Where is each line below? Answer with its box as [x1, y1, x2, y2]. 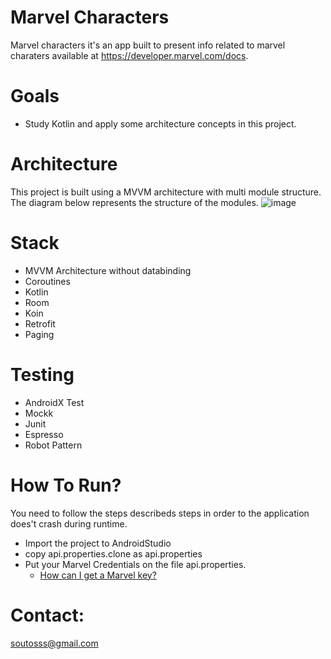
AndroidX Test [24, 396, 85, 408]
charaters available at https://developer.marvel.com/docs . [10, 49, 249, 61]
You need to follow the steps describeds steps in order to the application [10, 507, 310, 519]
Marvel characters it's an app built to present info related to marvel [10, 39, 286, 51]
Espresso [24, 428, 64, 440]
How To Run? [10, 474, 122, 496]
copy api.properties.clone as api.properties [24, 547, 203, 560]
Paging [24, 328, 55, 340]
